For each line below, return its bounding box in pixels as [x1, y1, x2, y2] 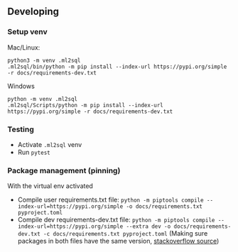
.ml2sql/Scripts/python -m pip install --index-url [7, 102, 163, 109]
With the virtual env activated [7, 182, 94, 190]
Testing [7, 124, 34, 134]
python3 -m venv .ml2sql [7, 57, 81, 64]
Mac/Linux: [7, 43, 40, 52]
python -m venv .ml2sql [7, 95, 78, 102]
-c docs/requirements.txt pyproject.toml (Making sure [43, 229, 208, 238]
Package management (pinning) [7, 165, 121, 175]
